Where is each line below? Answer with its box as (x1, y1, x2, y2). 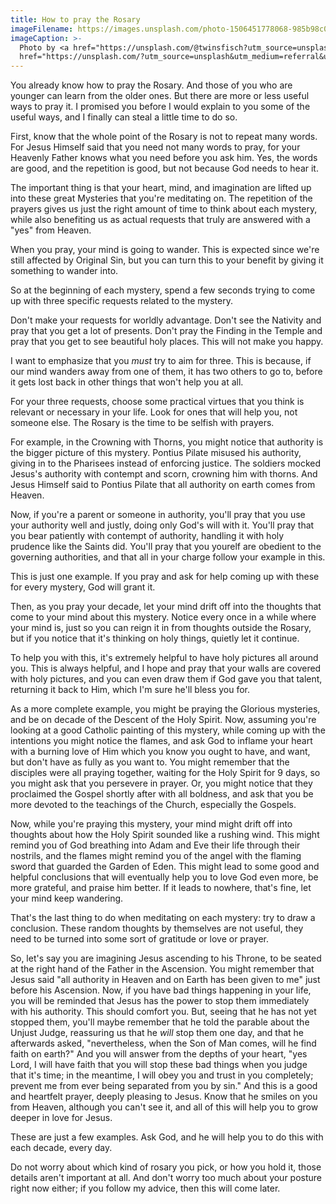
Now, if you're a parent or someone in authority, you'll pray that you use (10, 509, 306, 521)
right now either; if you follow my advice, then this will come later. (10, 1182, 281, 1195)
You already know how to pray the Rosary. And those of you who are (10, 79, 293, 91)
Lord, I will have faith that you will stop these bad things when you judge (10, 1059, 308, 1071)
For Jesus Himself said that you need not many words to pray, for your (10, 141, 301, 153)
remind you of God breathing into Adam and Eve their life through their (10, 839, 301, 851)
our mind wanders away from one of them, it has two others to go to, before (10, 366, 323, 378)
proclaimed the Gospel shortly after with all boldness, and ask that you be (10, 788, 314, 800)
